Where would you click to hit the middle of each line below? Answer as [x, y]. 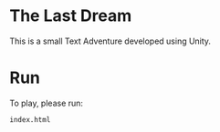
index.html [30, 119]
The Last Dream [71, 16]
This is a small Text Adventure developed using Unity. [110, 41]
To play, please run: [47, 103]
